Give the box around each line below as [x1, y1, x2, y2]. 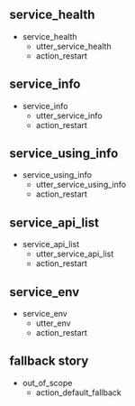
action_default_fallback [35, 387, 121, 398]
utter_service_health [35, 41, 112, 51]
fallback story [9, 354, 89, 369]
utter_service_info [35, 110, 103, 121]
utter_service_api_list [35, 248, 114, 260]
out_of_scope [22, 377, 73, 388]
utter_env [35, 318, 71, 328]
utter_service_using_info [35, 180, 127, 190]
